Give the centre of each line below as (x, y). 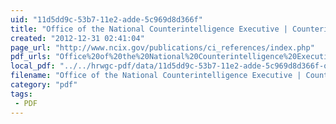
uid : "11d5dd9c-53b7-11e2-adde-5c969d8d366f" (106, 19)
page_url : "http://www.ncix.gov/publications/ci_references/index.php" (162, 47)
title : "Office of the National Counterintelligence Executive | (149, 29)
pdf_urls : (31, 57)
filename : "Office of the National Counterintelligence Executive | (156, 76)
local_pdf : (33, 66)
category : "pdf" (44, 85)
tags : (21, 94)
